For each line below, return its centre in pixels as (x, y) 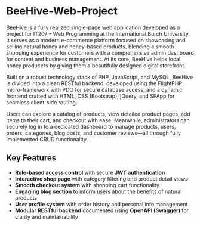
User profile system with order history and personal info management (101, 204)
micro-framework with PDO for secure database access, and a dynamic (94, 89)
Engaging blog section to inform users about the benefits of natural (98, 191)
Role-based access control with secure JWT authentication (90, 172)
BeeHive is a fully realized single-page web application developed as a (93, 27)
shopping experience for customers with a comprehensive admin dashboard (100, 52)
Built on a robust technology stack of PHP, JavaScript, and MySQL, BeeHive (100, 77)
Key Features (31, 158)
